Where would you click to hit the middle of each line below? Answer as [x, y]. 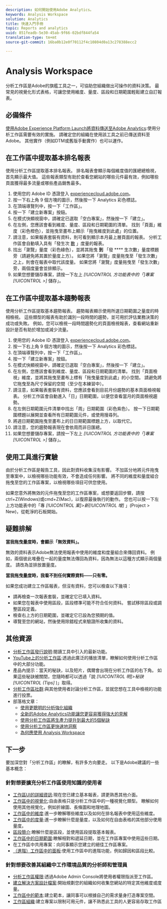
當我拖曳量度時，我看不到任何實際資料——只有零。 [58, 575]
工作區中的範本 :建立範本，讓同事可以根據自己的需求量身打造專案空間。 [85, 895]
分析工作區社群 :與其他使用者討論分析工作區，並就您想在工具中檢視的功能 [87, 689]
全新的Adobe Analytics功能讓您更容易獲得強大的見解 [74, 714]
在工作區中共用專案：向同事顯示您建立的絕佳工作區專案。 [71, 844]
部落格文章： [26, 701]
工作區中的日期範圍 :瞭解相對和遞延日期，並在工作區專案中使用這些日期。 [87, 838]
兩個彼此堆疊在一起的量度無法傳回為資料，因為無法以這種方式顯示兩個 [86, 559]
